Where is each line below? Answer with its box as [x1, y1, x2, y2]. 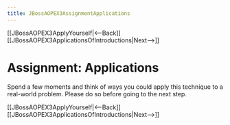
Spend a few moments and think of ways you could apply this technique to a [7, 83, 223, 91]
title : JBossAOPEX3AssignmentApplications [7, 10, 130, 17]
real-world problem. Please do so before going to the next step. [7, 89, 187, 98]
